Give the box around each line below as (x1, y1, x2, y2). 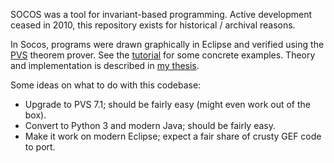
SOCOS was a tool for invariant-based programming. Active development (10, 9, 312, 20)
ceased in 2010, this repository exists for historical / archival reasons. (10, 19, 296, 31)
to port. (24, 141, 56, 153)
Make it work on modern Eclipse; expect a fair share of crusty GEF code (24, 130, 322, 142)
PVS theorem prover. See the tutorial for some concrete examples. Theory (10, 49, 316, 61)
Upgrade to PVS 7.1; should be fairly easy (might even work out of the (24, 99, 311, 110)
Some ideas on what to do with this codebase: (10, 79, 202, 91)
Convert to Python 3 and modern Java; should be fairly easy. (24, 120, 277, 131)
